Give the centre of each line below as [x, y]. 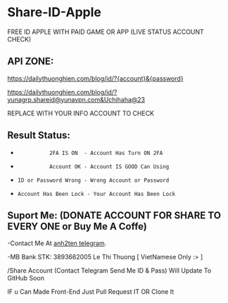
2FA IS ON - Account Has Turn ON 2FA [106, 153]
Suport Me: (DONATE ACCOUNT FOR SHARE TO [114, 215]
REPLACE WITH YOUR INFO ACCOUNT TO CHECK [81, 113]
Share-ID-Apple [55, 12]
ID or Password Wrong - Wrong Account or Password [93, 180]
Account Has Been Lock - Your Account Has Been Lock [96, 194]
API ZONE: [31, 62]
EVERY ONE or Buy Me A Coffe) [77, 226]
